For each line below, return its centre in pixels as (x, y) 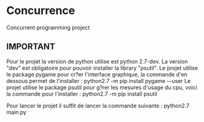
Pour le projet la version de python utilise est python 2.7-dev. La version (97, 61)
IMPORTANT (31, 47)
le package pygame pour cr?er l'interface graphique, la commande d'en (97, 74)
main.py (16, 112)
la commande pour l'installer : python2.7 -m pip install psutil (82, 94)
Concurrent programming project (48, 27)
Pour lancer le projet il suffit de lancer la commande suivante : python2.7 (98, 106)
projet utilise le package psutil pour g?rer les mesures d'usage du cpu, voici (102, 87)
